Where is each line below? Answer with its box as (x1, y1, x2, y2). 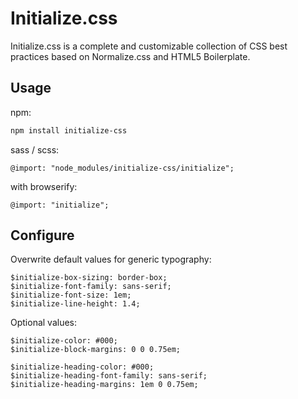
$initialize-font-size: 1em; (10, 290, 132, 301)
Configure (10, 227, 75, 244)
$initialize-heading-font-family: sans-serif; (10, 371, 208, 381)
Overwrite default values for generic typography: (10, 253, 212, 266)
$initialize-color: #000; (10, 336, 118, 346)
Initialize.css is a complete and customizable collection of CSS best (10, 40, 288, 52)
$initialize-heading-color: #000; (10, 362, 155, 372)
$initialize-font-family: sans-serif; (10, 282, 172, 292)
